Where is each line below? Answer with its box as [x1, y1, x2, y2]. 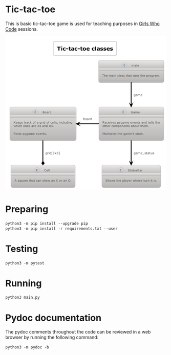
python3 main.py [5, 295, 40, 300]
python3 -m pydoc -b [5, 345, 50, 350]
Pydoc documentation [5, 312, 101, 323]
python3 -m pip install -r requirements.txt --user [5, 226, 118, 231]
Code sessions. [5, 26, 38, 32]
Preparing [5, 203, 49, 215]
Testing [5, 243, 38, 254]
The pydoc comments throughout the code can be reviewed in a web [5, 329, 151, 335]
